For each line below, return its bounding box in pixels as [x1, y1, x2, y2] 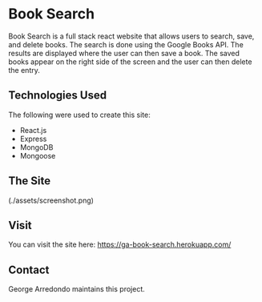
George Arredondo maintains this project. [8, 284, 146, 294]
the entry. [8, 65, 40, 74]
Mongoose [19, 151, 56, 160]
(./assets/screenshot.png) [8, 195, 95, 205]
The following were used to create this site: [8, 110, 151, 119]
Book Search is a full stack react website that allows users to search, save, [8, 31, 255, 41]
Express [19, 134, 47, 143]
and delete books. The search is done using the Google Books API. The [8, 39, 244, 49]
